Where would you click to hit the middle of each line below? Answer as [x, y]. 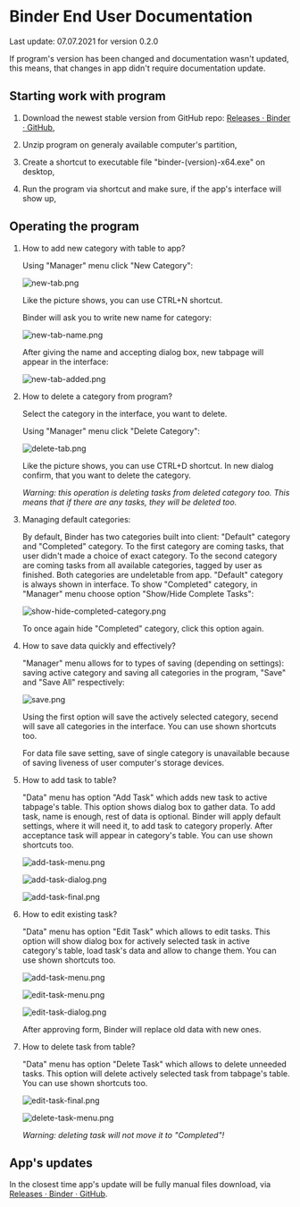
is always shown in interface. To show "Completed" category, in [140, 584]
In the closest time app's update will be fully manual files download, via [140, 1185]
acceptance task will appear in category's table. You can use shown [147, 835]
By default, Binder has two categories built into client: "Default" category [156, 536]
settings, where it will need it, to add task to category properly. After [147, 826]
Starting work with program [88, 96]
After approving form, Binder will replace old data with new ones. [142, 1029]
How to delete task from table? [79, 1046]
